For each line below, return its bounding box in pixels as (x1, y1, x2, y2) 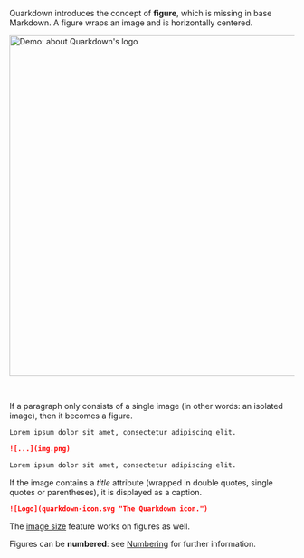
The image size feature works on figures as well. (9, 521, 190, 532)
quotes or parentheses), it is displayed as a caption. (9, 486, 202, 497)
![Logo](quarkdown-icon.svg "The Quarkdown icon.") (9, 504, 208, 514)
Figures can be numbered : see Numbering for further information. (9, 538, 256, 549)
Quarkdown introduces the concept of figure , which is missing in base (9, 8, 272, 18)
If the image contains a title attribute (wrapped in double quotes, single (9, 476, 274, 488)
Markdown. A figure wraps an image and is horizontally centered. (9, 17, 253, 28)
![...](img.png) (9, 444, 71, 453)
